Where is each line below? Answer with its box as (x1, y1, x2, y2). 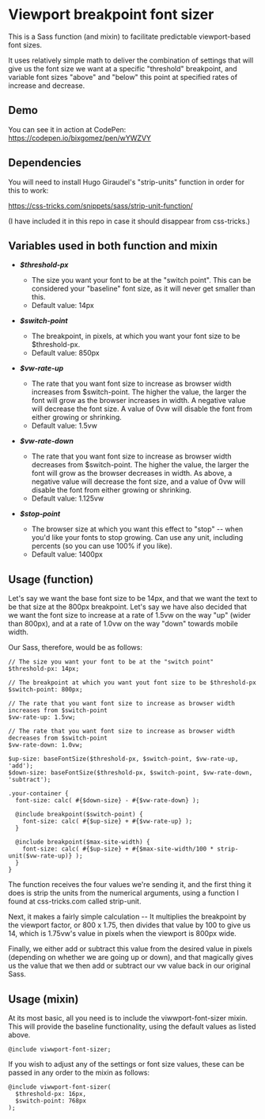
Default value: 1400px (31, 550, 103, 559)
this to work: (8, 185, 49, 195)
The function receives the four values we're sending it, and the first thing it (8, 880, 252, 889)
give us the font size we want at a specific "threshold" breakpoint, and (8, 63, 237, 73)
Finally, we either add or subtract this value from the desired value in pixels (8, 944, 253, 953)
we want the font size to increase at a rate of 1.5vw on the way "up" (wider (8, 611, 252, 620)
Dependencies (8, 156, 81, 169)
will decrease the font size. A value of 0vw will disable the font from (31, 404, 253, 413)
